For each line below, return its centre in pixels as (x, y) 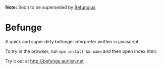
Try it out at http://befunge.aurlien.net (45, 61)
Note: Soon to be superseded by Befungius (50, 7)
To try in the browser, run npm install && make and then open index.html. (81, 51)
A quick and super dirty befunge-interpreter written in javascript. (73, 41)
